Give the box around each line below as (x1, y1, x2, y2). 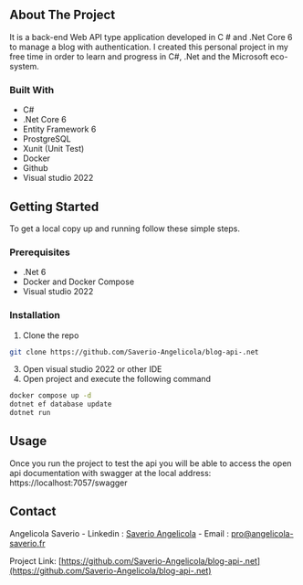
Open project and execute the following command (22, 374, 212, 385)
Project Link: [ (9, 555, 62, 566)
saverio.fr (9, 537, 46, 548)
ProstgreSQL (22, 133, 71, 144)
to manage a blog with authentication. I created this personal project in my (9, 41, 289, 52)
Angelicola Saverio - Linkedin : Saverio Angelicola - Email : (9, 527, 230, 538)
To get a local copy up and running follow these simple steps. (9, 223, 240, 234)
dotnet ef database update (9, 399, 112, 409)
